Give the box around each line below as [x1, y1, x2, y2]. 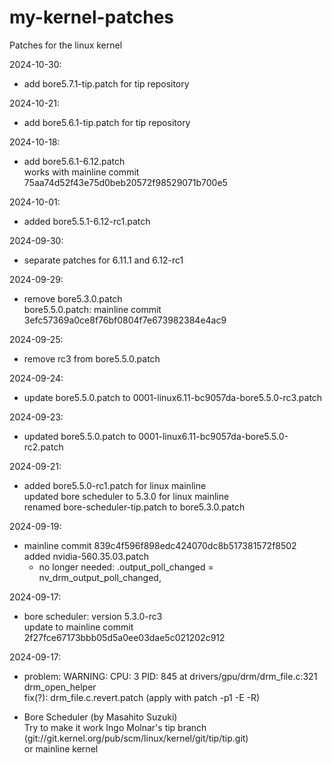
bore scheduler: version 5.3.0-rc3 [23, 610, 163, 622]
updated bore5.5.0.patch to [23, 430, 137, 442]
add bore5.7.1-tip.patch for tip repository [23, 77, 190, 90]
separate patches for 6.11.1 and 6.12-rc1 [23, 254, 184, 266]
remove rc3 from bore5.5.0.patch [23, 352, 161, 365]
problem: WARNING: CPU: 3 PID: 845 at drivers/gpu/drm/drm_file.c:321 [23, 670, 318, 682]
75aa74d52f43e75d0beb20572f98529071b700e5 [23, 176, 228, 188]
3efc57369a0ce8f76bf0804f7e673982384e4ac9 [23, 314, 227, 326]
